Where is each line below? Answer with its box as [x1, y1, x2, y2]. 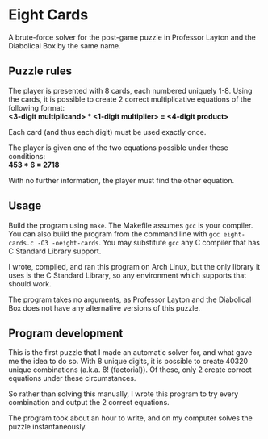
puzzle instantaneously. [8, 422, 87, 432]
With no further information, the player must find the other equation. [8, 175, 235, 185]
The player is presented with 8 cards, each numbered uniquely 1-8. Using [8, 86, 253, 95]
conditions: [8, 151, 46, 161]
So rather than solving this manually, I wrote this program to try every [8, 389, 239, 399]
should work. [8, 278, 52, 288]
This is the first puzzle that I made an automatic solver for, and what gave [8, 348, 253, 357]
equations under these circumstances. [8, 374, 136, 383]
